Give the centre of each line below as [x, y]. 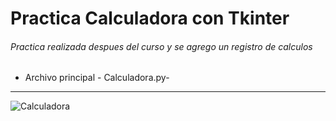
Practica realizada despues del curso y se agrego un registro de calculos [161, 46]
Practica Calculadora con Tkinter [150, 18]
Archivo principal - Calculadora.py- [97, 78]
